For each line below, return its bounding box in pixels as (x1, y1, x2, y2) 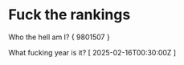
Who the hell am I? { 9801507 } (8, 32, 110, 42)
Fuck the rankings (8, 6, 131, 24)
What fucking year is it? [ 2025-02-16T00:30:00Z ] (8, 47, 177, 57)
